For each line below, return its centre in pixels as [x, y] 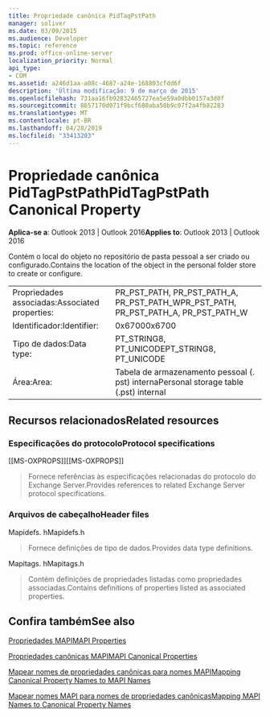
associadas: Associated [56, 302]
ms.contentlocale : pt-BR [50, 121]
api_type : [25, 68]
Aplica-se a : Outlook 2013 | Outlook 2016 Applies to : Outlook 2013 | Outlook [134, 232]
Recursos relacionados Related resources [114, 420]
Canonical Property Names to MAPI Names [80, 681]
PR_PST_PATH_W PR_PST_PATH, [176, 302]
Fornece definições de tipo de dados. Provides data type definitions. [140, 548]
